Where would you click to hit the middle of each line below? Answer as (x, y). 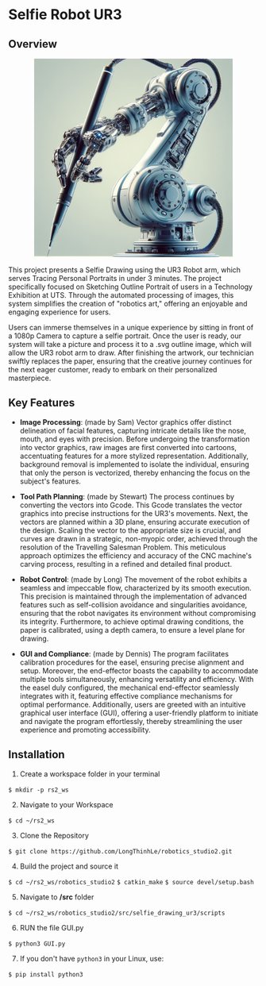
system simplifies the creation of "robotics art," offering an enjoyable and (128, 304)
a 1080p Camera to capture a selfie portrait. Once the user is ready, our (125, 336)
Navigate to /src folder (57, 897)
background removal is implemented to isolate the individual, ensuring (135, 464)
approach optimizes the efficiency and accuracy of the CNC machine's (136, 555)
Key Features (42, 403)
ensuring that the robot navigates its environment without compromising (138, 613)
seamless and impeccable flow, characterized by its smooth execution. (135, 587)
